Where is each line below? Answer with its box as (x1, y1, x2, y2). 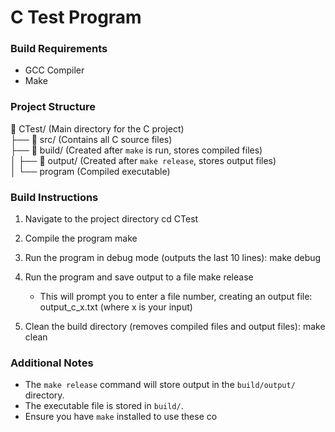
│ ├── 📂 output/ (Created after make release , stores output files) (10, 154, 277, 166)
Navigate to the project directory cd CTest (24, 213, 199, 225)
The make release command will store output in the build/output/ (24, 379, 296, 391)
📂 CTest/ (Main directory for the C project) (10, 122, 185, 135)
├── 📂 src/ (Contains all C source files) (10, 133, 173, 145)
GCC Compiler (24, 64, 85, 76)
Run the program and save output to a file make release (24, 271, 254, 283)
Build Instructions (10, 190, 99, 204)
